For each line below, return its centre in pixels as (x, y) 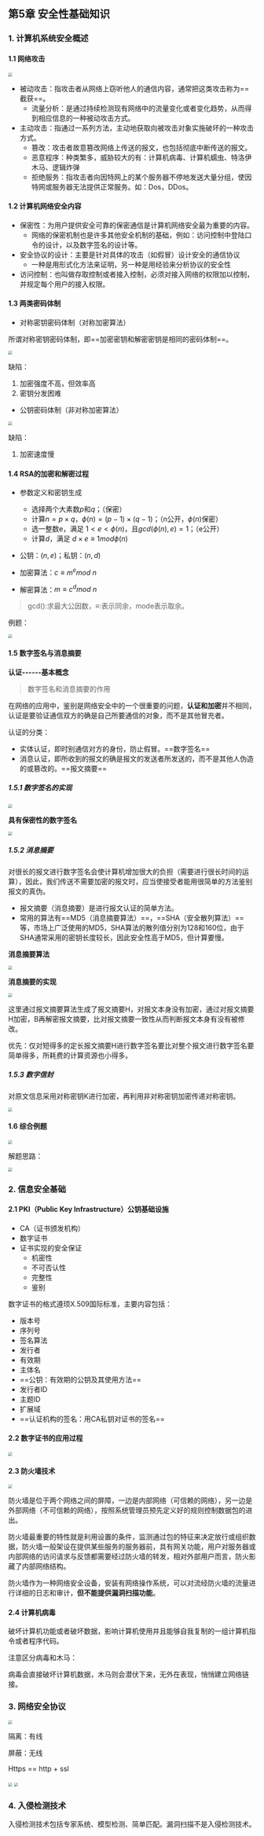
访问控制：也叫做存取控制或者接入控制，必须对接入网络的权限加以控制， (136, 274)
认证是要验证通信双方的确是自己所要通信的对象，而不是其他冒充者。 (118, 715)
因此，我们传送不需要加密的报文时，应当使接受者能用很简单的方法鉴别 (139, 881)
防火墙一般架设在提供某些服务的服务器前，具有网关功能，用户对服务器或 (139, 1547)
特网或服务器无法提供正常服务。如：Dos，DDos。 (112, 186)
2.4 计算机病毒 (32, 1612)
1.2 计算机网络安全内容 (45, 206)
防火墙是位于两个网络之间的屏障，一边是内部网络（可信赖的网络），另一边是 (130, 1500)
